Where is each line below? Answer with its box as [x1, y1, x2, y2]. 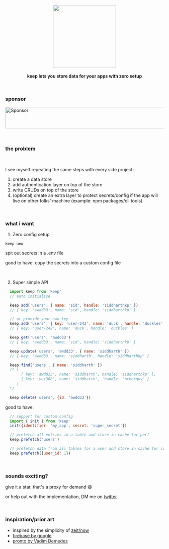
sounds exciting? [5, 472, 48, 479]
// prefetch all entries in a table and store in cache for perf [10, 432, 150, 438]
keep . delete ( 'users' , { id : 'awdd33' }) [10, 395, 92, 400]
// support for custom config [10, 414, 73, 419]
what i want [5, 220, 34, 227]
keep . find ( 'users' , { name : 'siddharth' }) [10, 363, 102, 368]
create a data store [12, 176, 52, 182]
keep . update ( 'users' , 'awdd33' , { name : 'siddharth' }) [10, 349, 129, 354]
